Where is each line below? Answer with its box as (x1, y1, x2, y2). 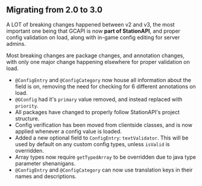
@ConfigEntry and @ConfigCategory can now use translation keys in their (14, 166, 193, 173)
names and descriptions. (14, 172, 77, 180)
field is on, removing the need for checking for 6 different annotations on (14, 83, 196, 90)
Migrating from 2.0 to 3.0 (6, 5, 103, 15)
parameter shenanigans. (14, 159, 76, 167)
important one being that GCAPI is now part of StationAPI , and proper (6, 27, 181, 34)
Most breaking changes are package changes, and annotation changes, (6, 51, 185, 59)
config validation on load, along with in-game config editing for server (6, 33, 180, 41)
